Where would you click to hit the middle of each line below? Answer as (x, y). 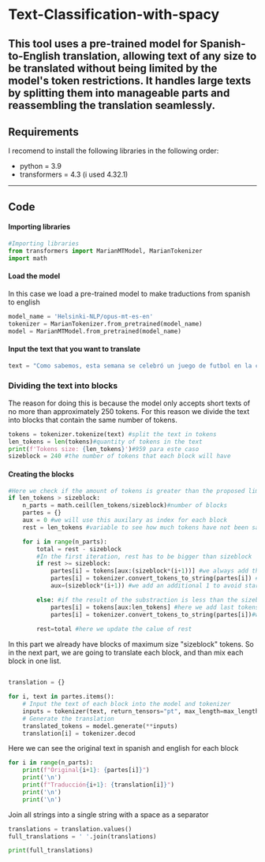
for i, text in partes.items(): (61, 697)
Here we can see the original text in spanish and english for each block (123, 748)
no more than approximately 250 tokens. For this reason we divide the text (129, 411)
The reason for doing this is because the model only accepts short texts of (129, 403)
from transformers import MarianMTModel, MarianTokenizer (105, 251)
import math (28, 258)
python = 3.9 (40, 166)
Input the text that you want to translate (74, 349)
